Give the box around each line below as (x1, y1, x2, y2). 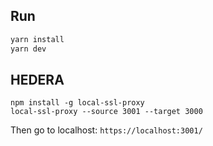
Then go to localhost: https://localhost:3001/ (10, 124, 203, 136)
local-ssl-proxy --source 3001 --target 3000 (10, 107, 203, 117)
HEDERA (10, 71, 65, 88)
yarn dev (10, 44, 47, 54)
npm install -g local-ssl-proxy (10, 98, 145, 108)
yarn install (10, 34, 65, 44)
